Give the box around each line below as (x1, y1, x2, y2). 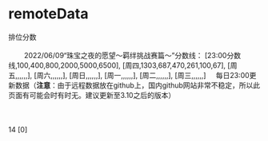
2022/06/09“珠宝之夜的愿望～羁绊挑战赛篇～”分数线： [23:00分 (23, 50, 234, 60)
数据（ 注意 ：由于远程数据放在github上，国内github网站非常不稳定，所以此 (14, 80, 261, 90)
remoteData (8, 5, 89, 23)
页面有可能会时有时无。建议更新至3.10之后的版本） (8, 90, 176, 100)
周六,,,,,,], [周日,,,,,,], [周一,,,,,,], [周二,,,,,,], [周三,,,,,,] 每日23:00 (36, 70, 250, 80)
